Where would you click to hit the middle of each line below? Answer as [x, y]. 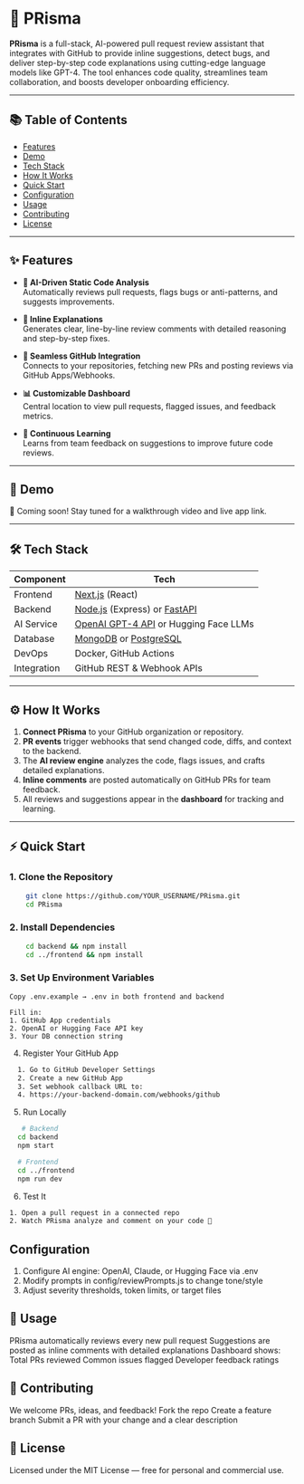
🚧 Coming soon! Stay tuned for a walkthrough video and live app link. [138, 512]
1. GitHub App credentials [60, 1020]
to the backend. [52, 751]
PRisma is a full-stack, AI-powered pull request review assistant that [137, 43]
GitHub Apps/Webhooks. [69, 375]
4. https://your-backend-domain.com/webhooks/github [119, 1095]
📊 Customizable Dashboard [76, 393]
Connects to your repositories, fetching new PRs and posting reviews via [158, 365]
